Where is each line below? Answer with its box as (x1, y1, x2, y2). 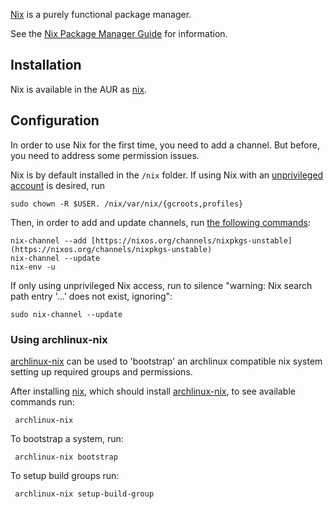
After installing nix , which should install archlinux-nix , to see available (10, 385, 296, 397)
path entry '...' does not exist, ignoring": (10, 290, 173, 302)
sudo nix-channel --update (10, 309, 123, 319)
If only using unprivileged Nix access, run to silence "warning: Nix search (10, 279, 313, 291)
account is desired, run (10, 179, 106, 191)
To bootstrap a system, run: (10, 432, 124, 444)
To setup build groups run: (10, 469, 120, 481)
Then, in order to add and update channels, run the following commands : (10, 216, 311, 228)
